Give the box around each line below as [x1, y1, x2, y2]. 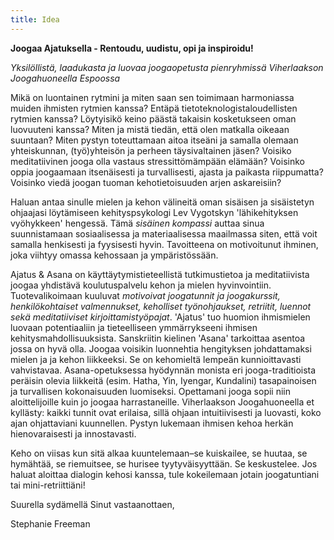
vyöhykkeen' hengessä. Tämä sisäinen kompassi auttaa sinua [10, 217, 265, 229]
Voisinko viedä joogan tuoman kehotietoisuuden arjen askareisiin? [10, 176, 282, 188]
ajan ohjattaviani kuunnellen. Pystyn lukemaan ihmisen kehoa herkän [10, 417, 294, 429]
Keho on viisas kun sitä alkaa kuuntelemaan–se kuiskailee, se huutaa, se [10, 447, 308, 459]
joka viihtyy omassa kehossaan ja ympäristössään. [10, 249, 219, 261]
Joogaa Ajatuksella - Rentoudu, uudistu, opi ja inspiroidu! [10, 42, 254, 54]
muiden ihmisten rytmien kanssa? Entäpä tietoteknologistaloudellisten [10, 102, 298, 114]
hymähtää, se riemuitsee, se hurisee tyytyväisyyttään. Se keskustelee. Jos [10, 457, 318, 470]
